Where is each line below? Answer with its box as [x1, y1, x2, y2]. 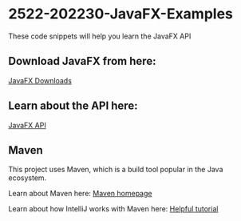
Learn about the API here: [8, 99, 138, 113]
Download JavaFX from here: [8, 54, 156, 68]
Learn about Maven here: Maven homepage [8, 189, 152, 199]
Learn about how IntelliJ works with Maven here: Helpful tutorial [8, 204, 219, 214]
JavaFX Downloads [8, 75, 72, 85]
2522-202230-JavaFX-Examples [8, 5, 233, 23]
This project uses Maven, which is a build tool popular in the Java [8, 165, 223, 175]
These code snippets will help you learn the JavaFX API [8, 31, 192, 41]
